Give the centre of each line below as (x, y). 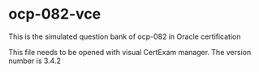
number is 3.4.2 (35, 61)
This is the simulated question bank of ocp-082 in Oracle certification (125, 36)
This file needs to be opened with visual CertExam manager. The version (130, 52)
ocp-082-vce (55, 14)
